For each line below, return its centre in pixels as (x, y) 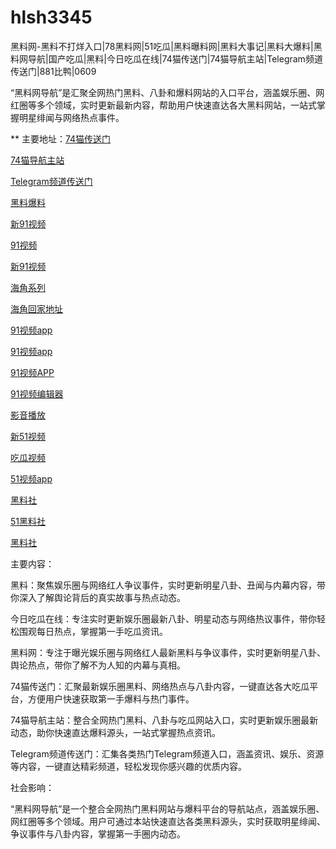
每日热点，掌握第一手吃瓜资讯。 (102, 631)
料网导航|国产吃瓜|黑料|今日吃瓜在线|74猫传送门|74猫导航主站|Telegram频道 (166, 58)
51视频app (31, 478)
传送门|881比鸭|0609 (53, 71)
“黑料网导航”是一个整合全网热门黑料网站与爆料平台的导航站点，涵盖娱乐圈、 (167, 808)
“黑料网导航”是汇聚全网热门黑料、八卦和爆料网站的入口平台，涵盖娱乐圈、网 (167, 92)
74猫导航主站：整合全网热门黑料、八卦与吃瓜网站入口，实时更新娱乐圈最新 (164, 720)
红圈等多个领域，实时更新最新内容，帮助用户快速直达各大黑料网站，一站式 (163, 105)
